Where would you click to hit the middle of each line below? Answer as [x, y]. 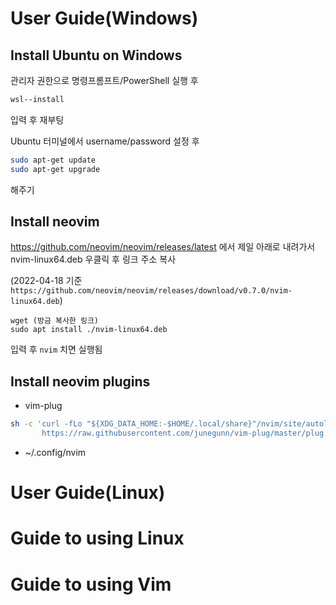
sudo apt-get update [53, 160]
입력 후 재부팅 [37, 119]
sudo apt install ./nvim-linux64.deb [89, 330]
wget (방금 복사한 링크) [55, 321]
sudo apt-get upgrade [55, 169]
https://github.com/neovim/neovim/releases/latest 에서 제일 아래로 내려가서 [163, 247]
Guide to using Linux [97, 538]
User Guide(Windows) [104, 18]
